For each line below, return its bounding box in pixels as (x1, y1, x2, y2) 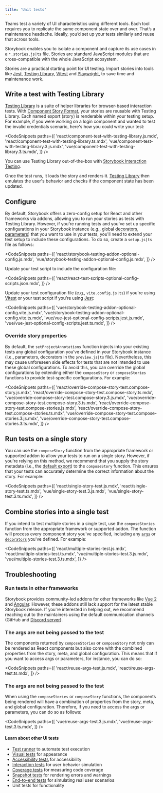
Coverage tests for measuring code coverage (12, 767, 104, 772)
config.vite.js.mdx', (5, 310, 43, 316)
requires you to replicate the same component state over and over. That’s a (5, 25, 156, 32)
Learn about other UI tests (5, 735, 59, 741)
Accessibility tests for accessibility (12, 756, 82, 762)
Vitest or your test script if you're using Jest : (5, 295, 94, 301)
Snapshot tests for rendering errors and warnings (12, 772, 112, 778)
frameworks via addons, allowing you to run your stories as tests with (5, 216, 145, 221)
